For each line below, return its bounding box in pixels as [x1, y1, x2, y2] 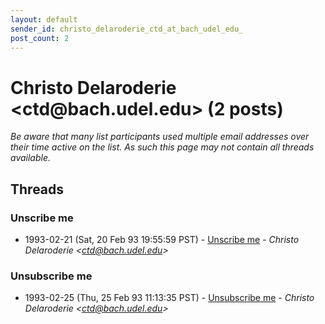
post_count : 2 [10, 33, 70, 43]
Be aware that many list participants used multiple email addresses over [10, 131, 310, 143]
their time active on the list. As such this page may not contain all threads [10, 141, 315, 153]
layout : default [10, 14, 78, 25]
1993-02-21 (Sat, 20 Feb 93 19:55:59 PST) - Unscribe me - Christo [24, 234, 300, 245]
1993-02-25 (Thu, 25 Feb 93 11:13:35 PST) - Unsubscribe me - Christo [24, 292, 315, 304]
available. [10, 152, 52, 164]
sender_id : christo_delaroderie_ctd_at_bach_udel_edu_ [10, 24, 244, 34]
